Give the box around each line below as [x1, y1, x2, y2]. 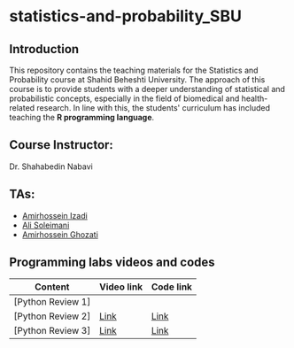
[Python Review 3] [13, 325, 91, 337]
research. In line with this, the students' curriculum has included [36, 103, 270, 112]
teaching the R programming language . [9, 112, 155, 122]
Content [35, 281, 70, 293]
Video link [98, 281, 143, 293]
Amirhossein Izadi [21, 210, 89, 220]
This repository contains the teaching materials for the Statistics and [9, 65, 259, 75]
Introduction [9, 42, 80, 57]
